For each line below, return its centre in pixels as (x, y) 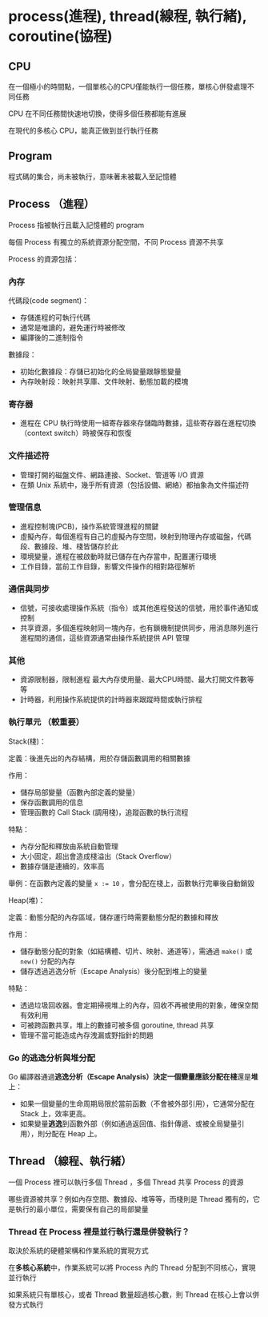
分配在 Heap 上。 (73, 1133)
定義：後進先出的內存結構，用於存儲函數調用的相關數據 (99, 758)
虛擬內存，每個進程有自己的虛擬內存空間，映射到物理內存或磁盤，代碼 (136, 536)
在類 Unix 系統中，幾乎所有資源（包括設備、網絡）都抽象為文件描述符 (134, 485)
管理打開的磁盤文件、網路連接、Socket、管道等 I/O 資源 (112, 475)
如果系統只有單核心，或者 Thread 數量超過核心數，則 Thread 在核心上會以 (130, 1295)
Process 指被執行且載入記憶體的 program (76, 225)
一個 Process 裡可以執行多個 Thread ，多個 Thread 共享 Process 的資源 (126, 1182)
